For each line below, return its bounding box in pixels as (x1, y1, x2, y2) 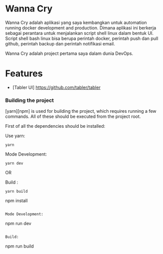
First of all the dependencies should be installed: (5, 123, 105, 129)
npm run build (5, 243, 34, 250)
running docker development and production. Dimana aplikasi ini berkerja (5, 24, 156, 30)
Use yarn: (5, 133, 25, 139)
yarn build (5, 189, 28, 194)
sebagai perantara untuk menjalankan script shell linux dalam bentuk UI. (5, 30, 154, 36)
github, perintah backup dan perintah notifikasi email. (5, 40, 115, 46)
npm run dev (5, 221, 31, 227)
